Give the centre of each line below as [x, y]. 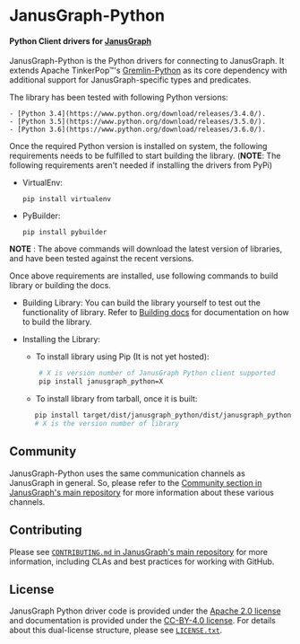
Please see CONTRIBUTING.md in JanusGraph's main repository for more [139, 551]
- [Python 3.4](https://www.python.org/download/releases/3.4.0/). [138, 114]
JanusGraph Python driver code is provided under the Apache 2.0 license [145, 611]
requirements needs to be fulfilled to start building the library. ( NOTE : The [145, 156]
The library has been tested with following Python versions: [119, 97]
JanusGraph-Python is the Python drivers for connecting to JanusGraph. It [147, 61]
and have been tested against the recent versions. [102, 259]
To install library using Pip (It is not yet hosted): [122, 357]
